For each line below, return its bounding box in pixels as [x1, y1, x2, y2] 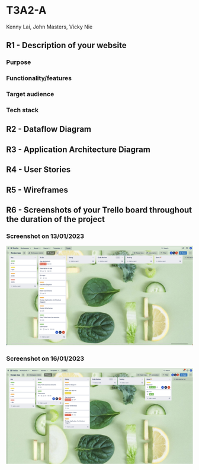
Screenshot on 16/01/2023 [6, 354, 85, 363]
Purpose [6, 58, 31, 66]
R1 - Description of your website [6, 40, 127, 50]
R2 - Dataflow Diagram [6, 124, 92, 134]
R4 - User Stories [6, 164, 71, 175]
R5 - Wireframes [6, 185, 68, 195]
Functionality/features [6, 74, 72, 82]
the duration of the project [6, 214, 105, 224]
